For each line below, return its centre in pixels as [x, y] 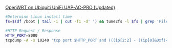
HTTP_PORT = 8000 [21, 35]
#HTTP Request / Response [33, 31]
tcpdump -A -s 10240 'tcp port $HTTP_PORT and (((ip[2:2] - [71, 40]
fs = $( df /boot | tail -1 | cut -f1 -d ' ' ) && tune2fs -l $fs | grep [80, 21]
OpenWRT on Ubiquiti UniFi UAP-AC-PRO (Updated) [60, 7]
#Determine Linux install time [39, 17]
